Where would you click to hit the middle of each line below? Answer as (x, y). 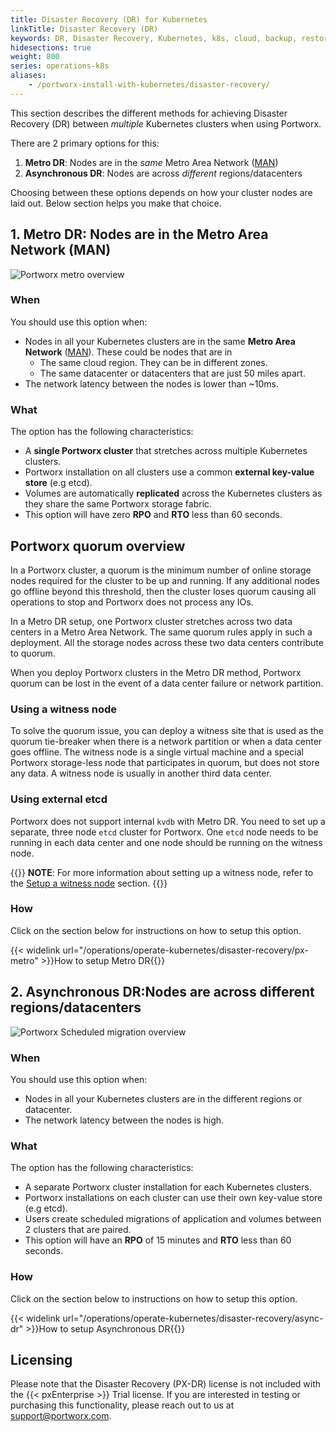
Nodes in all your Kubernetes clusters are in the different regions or (163, 1098)
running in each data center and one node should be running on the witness (166, 842)
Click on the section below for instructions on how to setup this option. (156, 930)
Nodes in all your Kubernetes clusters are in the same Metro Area (160, 341)
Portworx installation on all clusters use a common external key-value (169, 472)
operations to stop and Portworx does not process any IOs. (132, 602)
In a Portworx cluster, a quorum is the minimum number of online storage (161, 570)
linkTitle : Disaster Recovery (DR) (84, 29)
